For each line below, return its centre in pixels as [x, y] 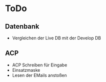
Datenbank [22, 26]
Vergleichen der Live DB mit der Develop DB [56, 38]
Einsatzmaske [26, 70]
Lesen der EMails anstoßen [40, 75]
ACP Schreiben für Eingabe [40, 65]
